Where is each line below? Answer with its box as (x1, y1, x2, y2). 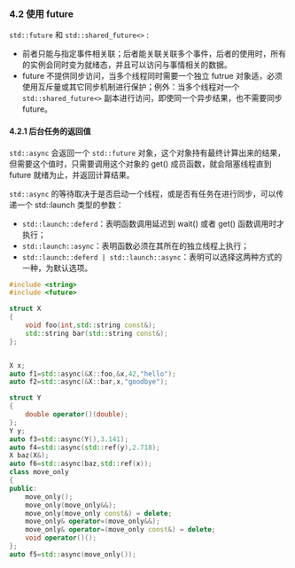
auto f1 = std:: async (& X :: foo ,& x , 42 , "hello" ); (9, 370, 176, 378)
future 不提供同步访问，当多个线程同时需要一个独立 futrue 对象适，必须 (21, 71, 283, 82)
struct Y (9, 393, 42, 402)
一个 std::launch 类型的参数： (16, 199, 124, 210)
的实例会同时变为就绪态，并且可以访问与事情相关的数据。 (21, 59, 232, 70)
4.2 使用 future (9, 7, 74, 19)
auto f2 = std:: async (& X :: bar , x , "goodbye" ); (9, 377, 168, 386)
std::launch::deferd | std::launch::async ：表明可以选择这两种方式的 (21, 251, 283, 262)
